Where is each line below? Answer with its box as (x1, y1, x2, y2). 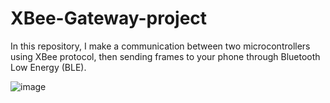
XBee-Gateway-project (10, 7, 208, 30)
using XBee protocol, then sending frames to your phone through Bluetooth (10, 50, 321, 62)
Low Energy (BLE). (10, 61, 87, 73)
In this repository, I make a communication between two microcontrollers (10, 40, 311, 52)
